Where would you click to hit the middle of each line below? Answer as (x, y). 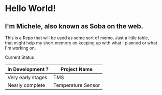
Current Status (20, 57)
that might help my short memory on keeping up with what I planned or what (81, 43)
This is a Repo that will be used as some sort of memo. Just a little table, (77, 38)
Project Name (77, 69)
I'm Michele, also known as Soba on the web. (74, 26)
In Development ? (28, 69)
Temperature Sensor (76, 85)
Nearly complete (26, 85)
